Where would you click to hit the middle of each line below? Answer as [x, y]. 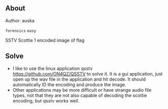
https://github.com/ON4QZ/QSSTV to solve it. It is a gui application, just [88, 74]
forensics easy [21, 31]
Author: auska [20, 20]
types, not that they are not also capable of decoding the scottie [80, 95]
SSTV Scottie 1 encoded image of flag [45, 40]
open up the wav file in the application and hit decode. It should [79, 79]
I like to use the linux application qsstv [53, 68]
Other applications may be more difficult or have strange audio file [82, 90]
